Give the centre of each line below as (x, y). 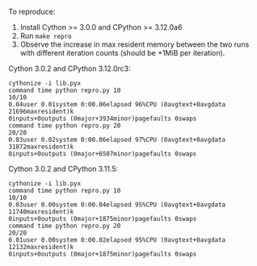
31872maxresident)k (41, 147)
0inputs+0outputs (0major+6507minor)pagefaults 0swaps (103, 154)
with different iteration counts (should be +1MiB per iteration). (122, 53)
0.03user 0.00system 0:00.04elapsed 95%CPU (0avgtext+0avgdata (117, 205)
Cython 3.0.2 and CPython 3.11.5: (63, 169)
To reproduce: (32, 12)
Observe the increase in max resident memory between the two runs (135, 44)
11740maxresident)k (41, 212)
